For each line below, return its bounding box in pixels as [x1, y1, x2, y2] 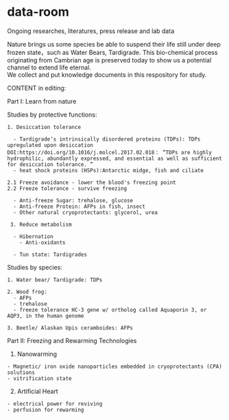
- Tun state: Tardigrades [13, 251, 88, 258]
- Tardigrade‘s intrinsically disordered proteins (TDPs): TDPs [13, 135, 201, 143]
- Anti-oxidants [19, 239, 67, 246]
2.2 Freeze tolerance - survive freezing [7, 185, 128, 192]
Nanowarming [16, 349, 57, 358]
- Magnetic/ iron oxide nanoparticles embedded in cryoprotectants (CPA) [7, 363, 223, 370]
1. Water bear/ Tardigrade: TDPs [7, 276, 103, 283]
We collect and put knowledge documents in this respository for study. [7, 70, 207, 79]
